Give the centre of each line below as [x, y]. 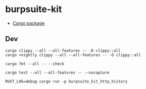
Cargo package [29, 23]
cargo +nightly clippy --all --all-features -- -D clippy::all [73, 55]
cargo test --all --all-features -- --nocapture [57, 72]
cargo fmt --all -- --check [35, 64]
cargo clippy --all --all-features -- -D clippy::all [63, 51]
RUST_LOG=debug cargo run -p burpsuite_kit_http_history [66, 81]
